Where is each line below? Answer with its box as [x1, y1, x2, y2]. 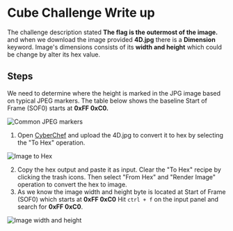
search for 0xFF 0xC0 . [17, 202, 83, 211]
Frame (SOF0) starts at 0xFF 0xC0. [7, 103, 109, 112]
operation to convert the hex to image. [17, 180, 127, 188]
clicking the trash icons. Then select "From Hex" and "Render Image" [17, 172, 216, 181]
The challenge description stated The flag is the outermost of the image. [7, 28, 218, 36]
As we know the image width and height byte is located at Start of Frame [17, 187, 226, 196]
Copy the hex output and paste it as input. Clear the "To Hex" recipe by [17, 165, 221, 174]
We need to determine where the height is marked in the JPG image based [7, 89, 221, 97]
